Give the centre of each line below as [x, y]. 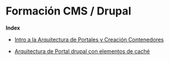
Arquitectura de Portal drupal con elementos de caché [82, 51]
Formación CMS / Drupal [68, 11]
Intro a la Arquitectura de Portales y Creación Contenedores [89, 39]
